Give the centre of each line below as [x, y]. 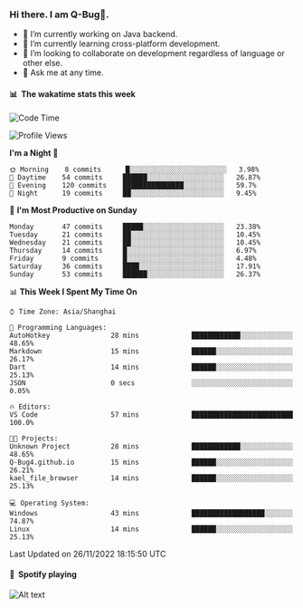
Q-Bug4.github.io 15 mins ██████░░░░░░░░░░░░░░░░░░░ [151, 462]
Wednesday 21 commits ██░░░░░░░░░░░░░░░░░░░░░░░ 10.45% [135, 242]
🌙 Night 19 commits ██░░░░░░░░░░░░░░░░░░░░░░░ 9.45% [133, 193]
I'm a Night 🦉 [34, 152]
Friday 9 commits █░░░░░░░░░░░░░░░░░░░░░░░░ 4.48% [133, 258]
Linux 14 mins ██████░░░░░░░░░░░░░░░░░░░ [151, 529]
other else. [43, 63]
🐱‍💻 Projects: [34, 439]
